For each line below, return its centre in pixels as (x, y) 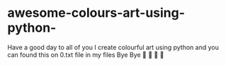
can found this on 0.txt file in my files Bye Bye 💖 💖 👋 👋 (86, 55)
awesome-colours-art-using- (96, 13)
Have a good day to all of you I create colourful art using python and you (113, 47)
